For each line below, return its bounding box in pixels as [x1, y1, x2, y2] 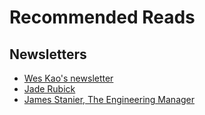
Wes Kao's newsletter [23, 72, 114, 84]
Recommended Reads [9, 6, 196, 29]
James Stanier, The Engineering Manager [23, 94, 196, 105]
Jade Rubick [23, 83, 76, 95]
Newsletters [9, 46, 87, 63]
